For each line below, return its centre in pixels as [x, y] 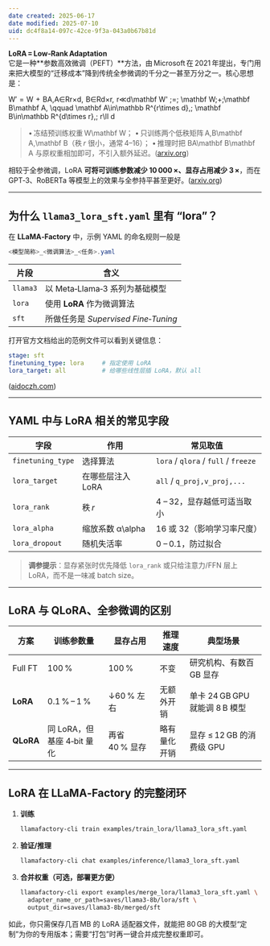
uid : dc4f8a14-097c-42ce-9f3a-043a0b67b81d [82, 31]
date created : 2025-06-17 [51, 16]
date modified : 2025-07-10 [53, 23]
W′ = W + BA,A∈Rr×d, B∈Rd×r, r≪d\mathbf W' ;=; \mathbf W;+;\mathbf [129, 99]
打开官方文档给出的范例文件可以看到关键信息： [86, 341]
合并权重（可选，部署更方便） [69, 877]
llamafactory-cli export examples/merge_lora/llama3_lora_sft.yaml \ [139, 892]
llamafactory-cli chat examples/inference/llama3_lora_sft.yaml [130, 861]
